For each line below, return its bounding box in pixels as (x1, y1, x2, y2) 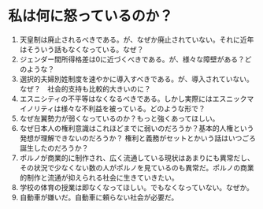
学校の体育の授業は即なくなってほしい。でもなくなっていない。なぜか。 (19, 182, 254, 192)
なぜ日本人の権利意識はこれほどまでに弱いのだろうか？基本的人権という (19, 123, 254, 132)
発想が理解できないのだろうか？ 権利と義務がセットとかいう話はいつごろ (19, 133, 256, 143)
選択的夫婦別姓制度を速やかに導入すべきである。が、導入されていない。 (19, 74, 254, 84)
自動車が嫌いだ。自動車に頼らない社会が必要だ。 (19, 192, 179, 202)
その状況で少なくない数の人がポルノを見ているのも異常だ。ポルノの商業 (19, 162, 254, 172)
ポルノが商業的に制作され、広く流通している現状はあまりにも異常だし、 (19, 153, 254, 162)
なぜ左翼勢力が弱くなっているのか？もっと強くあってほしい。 (19, 114, 220, 123)
